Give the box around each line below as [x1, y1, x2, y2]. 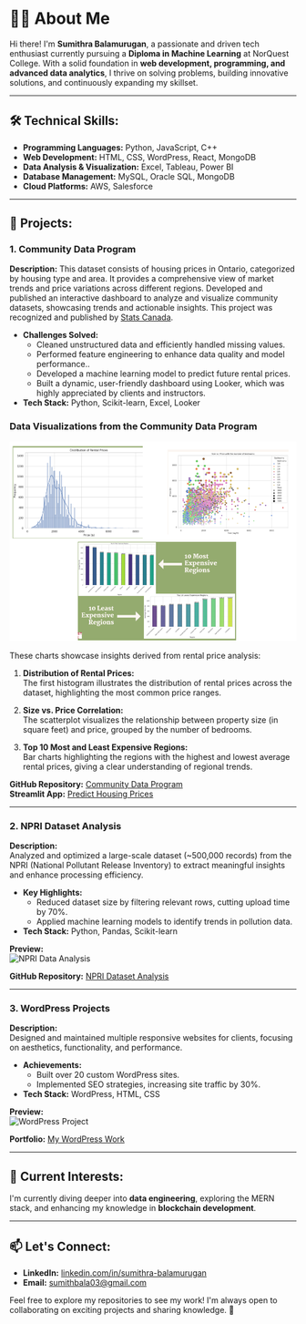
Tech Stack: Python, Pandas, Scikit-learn [22, 926, 178, 937]
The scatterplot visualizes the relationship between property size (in [22, 714, 279, 725]
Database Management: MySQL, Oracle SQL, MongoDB [22, 170, 235, 181]
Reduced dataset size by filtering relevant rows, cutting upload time [36, 897, 291, 908]
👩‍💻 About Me [9, 8, 111, 29]
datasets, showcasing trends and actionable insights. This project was [9, 303, 273, 313]
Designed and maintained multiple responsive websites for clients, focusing [9, 1032, 293, 1043]
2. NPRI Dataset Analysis [9, 819, 122, 832]
